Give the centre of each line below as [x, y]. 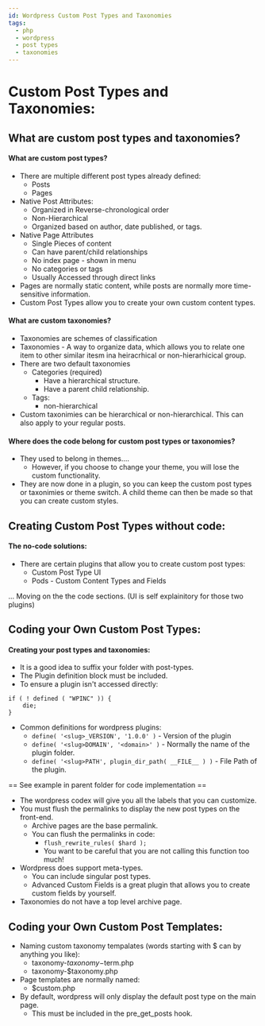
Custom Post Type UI [66, 572]
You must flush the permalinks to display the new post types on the [130, 809]
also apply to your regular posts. [73, 423]
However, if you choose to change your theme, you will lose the [135, 467]
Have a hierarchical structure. [92, 380]
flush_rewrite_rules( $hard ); [95, 843]
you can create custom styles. [69, 501]
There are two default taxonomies [75, 363]
